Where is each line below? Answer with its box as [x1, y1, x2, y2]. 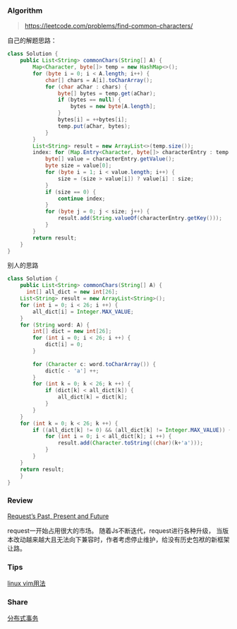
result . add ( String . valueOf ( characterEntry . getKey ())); [57, 215, 222, 222]
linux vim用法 [7, 579, 46, 588]
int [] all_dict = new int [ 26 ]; [25, 288, 119, 295]
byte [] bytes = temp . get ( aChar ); [57, 90, 157, 97]
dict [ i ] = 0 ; [44, 341, 83, 348]
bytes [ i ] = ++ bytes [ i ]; [57, 116, 128, 124]
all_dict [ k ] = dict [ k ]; [57, 394, 128, 401]
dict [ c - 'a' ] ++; [44, 367, 99, 375]
